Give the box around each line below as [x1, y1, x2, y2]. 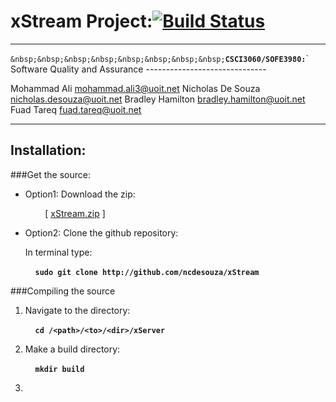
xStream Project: [10, 10, 153, 33]
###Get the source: [10, 168, 91, 180]
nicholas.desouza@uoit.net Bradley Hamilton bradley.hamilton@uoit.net [10, 93, 306, 105]
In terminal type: [24, 246, 93, 258]
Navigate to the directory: [24, 304, 131, 316]
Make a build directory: [24, 343, 121, 355]
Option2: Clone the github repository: [24, 226, 179, 239]
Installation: [10, 142, 87, 159]
